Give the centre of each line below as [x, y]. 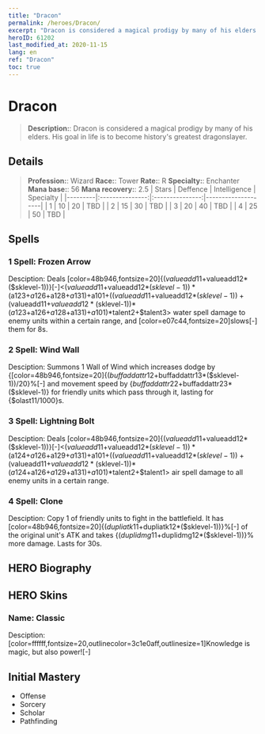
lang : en [23, 52]
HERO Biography [50, 568]
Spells [24, 239]
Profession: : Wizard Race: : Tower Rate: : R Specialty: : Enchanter [133, 181]
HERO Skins [38, 595]
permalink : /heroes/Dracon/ [55, 23]
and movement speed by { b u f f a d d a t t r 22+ [115, 384]
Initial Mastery [44, 677]
